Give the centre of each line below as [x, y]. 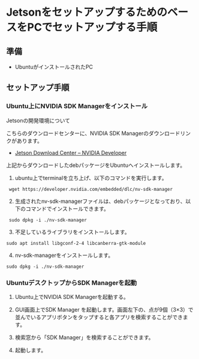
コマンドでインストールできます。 [67, 208]
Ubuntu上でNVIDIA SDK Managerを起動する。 [72, 297]
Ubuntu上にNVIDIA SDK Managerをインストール [77, 106]
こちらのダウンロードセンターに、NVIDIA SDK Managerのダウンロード [94, 133]
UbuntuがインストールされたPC [54, 67]
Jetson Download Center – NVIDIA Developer [71, 152]
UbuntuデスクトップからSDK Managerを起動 [72, 283]
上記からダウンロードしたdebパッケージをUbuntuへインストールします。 [96, 165]
